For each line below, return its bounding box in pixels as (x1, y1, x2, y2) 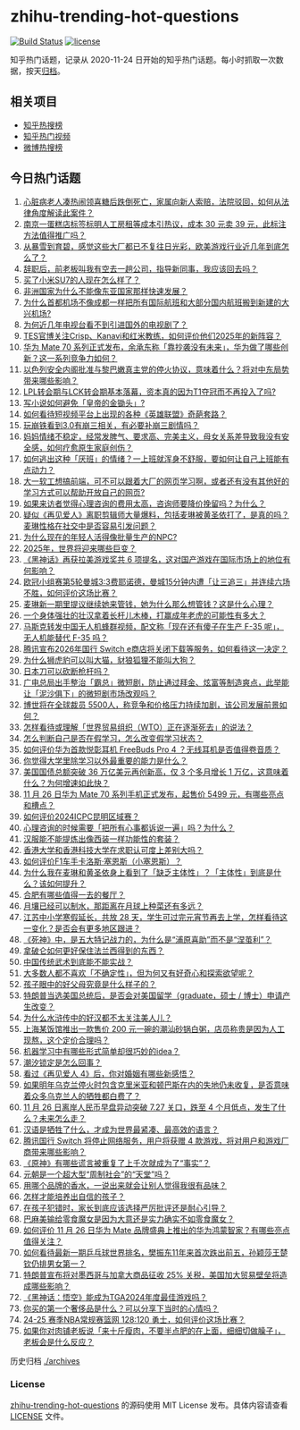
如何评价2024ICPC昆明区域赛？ (22, 811, 140, 822)
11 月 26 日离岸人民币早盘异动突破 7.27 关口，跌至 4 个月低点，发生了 (22, 1102, 279, 1113)
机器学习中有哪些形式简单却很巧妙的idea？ (22, 1045, 180, 1056)
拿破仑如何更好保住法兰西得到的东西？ (22, 945, 164, 956)
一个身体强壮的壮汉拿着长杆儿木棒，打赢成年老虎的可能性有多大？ (22, 610, 266, 621)
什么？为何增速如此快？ (22, 777, 110, 788)
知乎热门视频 (22, 131, 71, 141)
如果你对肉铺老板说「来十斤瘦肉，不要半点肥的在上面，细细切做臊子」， (22, 1325, 286, 1336)
